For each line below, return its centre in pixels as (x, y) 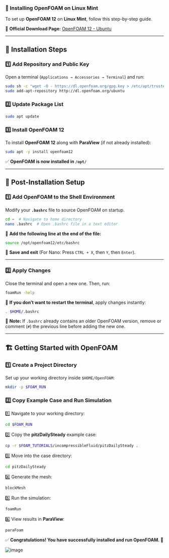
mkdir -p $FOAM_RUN (26, 387)
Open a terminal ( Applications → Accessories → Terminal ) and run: (75, 77)
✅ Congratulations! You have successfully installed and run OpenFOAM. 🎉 (84, 540)
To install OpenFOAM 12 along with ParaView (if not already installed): (78, 143)
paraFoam (14, 530)
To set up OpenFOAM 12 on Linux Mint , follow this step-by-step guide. (79, 19)
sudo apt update (22, 117)
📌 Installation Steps (36, 49)
